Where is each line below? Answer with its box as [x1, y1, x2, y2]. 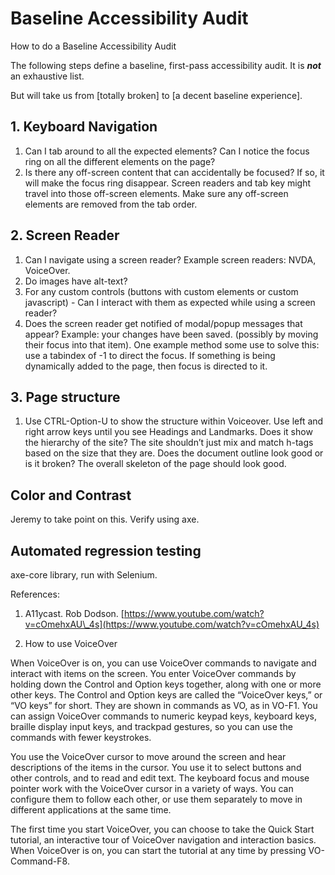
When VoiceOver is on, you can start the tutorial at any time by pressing [10, 845, 307, 856]
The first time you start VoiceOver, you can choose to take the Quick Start [10, 823, 315, 835]
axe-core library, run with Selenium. [10, 569, 158, 581]
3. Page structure [10, 388, 121, 406]
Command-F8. [10, 855, 70, 867]
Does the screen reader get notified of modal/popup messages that [24, 317, 303, 329]
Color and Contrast [10, 487, 132, 504]
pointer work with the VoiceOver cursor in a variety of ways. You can [10, 783, 294, 794]
